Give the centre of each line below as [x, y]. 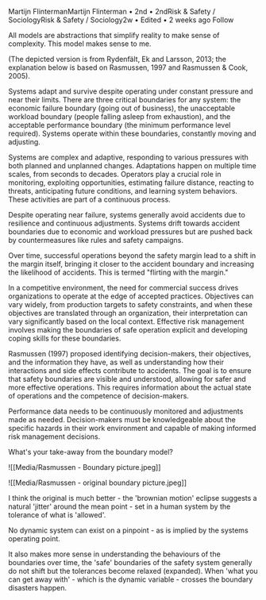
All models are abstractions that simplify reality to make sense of [114, 35]
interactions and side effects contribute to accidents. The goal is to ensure [130, 371]
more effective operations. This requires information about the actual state [130, 387]
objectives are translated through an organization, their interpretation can [128, 313]
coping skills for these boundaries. [65, 338]
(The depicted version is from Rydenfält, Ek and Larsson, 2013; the [117, 59]
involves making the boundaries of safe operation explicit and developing [128, 330]
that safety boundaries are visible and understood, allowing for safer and [127, 379]
